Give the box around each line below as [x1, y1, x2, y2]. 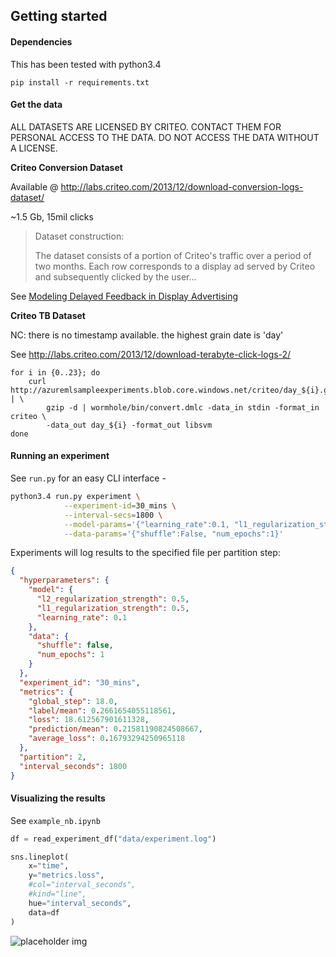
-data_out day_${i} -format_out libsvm [46, 420, 213, 430]
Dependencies [10, 35, 73, 48]
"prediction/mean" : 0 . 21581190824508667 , [28, 724, 203, 734]
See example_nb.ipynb [10, 814, 101, 826]
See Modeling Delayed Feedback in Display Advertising [10, 290, 239, 302]
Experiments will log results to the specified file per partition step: [10, 547, 281, 559]
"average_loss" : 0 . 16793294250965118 [28, 734, 186, 744]
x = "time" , [28, 861, 70, 871]
